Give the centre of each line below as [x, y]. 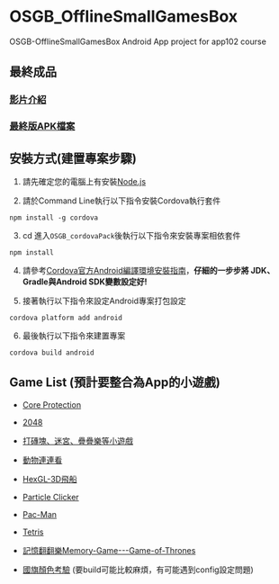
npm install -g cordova [54, 218]
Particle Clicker [50, 497]
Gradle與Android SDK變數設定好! [85, 282]
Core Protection [52, 404]
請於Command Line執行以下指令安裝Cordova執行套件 [121, 201]
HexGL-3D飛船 [49, 479]
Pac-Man [39, 514]
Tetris [33, 532]
